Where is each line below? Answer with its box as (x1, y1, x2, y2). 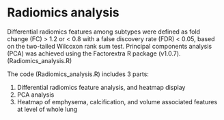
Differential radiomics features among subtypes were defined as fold (7, 27, 200, 36)
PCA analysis (16, 91, 55, 99)
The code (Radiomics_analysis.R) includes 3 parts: (7, 70, 149, 78)
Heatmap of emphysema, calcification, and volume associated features (16, 97, 218, 106)
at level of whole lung (16, 105, 78, 113)
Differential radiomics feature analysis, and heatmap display (16, 83, 186, 91)
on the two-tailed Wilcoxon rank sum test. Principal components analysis (7, 42, 212, 50)
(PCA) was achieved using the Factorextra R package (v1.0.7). (7, 49, 181, 58)
